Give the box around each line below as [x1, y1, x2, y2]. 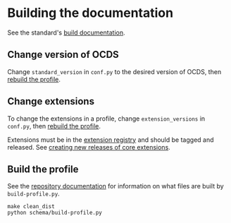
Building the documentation [7, 5, 174, 21]
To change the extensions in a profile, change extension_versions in [7, 114, 206, 123]
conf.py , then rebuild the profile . [7, 121, 101, 130]
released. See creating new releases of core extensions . [7, 143, 170, 151]
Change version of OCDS [7, 49, 120, 61]
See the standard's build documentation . [7, 28, 125, 37]
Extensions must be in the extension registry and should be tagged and [7, 135, 214, 144]
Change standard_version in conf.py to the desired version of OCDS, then [7, 67, 222, 76]
